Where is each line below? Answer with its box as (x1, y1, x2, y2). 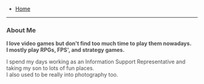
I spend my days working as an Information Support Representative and (6, 58, 186, 66)
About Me (6, 26, 36, 34)
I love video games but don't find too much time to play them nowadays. (6, 40, 192, 47)
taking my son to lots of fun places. (6, 65, 95, 72)
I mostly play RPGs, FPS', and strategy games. (6, 46, 125, 54)
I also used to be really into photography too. (6, 71, 118, 79)
